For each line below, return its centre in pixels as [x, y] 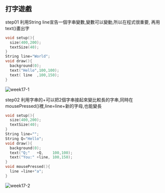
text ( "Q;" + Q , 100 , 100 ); [41, 153]
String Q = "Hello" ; [24, 139]
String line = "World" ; [28, 57]
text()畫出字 [17, 28]
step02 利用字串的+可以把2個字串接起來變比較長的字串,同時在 [69, 100]
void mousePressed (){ [28, 167]
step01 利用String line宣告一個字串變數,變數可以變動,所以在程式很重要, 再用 [83, 22]
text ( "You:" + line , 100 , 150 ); [41, 157]
